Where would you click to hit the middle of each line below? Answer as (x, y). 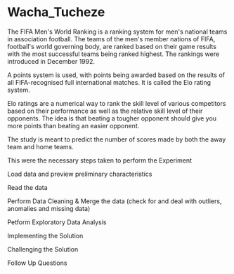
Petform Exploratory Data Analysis (57, 222)
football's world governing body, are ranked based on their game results (112, 46)
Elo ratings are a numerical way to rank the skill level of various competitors (117, 103)
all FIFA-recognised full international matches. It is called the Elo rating (109, 82)
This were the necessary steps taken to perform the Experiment (99, 160)
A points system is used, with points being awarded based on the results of (116, 75)
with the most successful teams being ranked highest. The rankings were (113, 54)
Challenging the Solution (43, 249)
